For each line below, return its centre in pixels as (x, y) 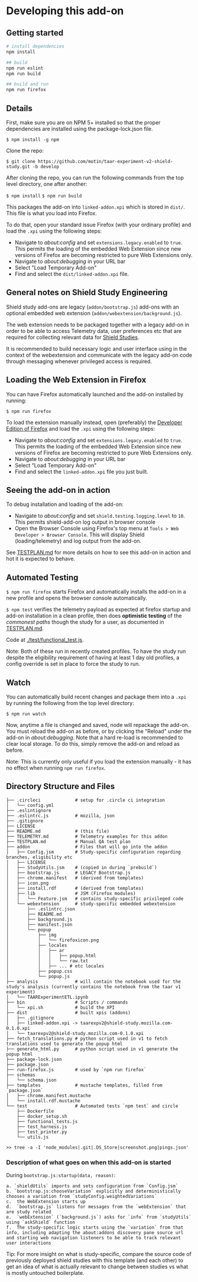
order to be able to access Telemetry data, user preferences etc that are (94, 331)
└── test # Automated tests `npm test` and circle (92, 1106)
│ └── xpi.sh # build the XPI (61, 1007)
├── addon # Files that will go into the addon (87, 847)
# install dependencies (35, 46)
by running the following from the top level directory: (70, 703)
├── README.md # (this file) (58, 831)
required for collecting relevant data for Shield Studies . (73, 337)
